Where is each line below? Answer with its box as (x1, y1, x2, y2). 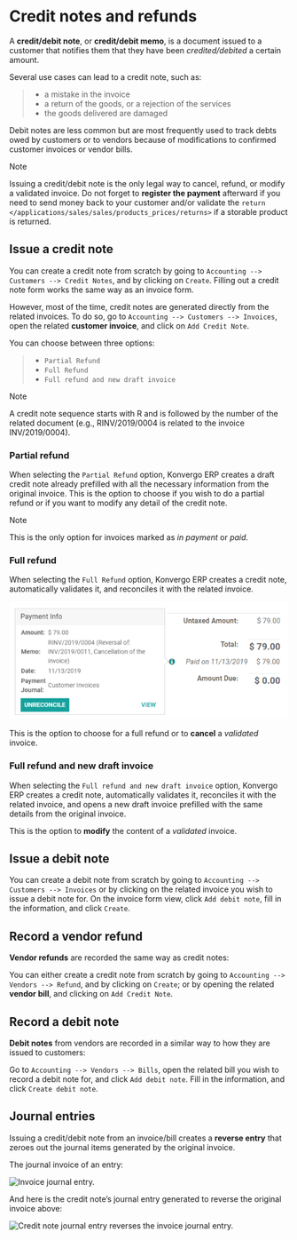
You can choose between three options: (9, 338, 155, 348)
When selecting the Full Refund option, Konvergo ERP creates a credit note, (9, 575, 287, 585)
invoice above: (9, 1203, 63, 1213)
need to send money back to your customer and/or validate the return (9, 197, 266, 208)
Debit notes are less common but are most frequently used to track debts (9, 124, 277, 135)
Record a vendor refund (9, 928, 144, 943)
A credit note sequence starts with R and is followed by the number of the (9, 408, 278, 418)
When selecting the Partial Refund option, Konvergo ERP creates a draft (9, 469, 275, 481)
